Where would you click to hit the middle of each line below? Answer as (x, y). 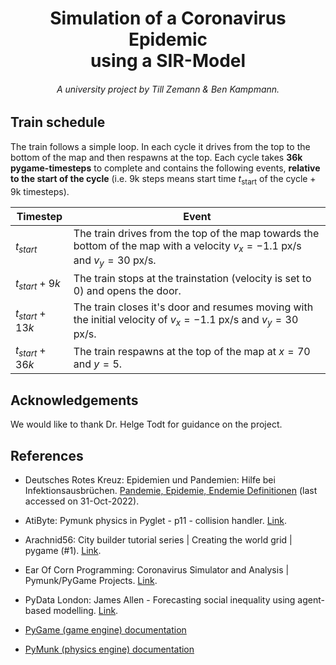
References (47, 455)
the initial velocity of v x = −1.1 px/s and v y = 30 (186, 320)
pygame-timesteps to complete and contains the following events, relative (165, 168)
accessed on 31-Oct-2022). (82, 501)
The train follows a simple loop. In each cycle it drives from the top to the (160, 146)
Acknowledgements (74, 400)
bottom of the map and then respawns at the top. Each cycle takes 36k (156, 157)
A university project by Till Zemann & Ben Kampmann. (168, 89)
